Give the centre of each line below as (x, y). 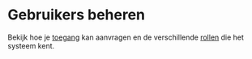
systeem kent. (31, 45)
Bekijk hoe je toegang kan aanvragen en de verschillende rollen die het (126, 37)
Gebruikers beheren (77, 15)
